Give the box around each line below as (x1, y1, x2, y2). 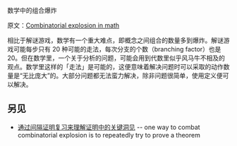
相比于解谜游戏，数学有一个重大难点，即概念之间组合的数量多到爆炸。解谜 (7, 36, 224, 44)
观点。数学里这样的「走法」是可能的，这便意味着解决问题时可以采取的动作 (7, 63, 224, 71)
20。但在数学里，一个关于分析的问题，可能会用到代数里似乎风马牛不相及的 (7, 54, 226, 62)
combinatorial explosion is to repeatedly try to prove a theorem (17, 130, 201, 139)
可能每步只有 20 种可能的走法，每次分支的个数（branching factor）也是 (13, 45, 221, 53)
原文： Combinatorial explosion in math (7, 21, 120, 30)
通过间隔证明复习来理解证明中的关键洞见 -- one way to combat (17, 123, 200, 131)
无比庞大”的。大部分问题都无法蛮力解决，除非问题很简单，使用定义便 (22, 71, 224, 80)
